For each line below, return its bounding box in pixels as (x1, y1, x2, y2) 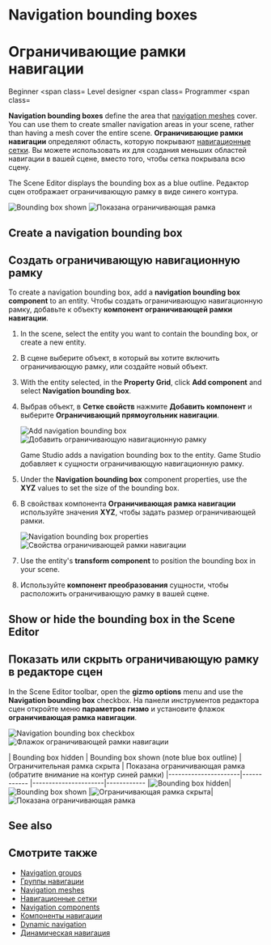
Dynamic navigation (19, 919, 87, 929)
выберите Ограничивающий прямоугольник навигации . (19, 410, 220, 420)
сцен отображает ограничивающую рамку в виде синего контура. (8, 187, 239, 197)
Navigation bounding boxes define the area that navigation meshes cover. (8, 111, 257, 121)
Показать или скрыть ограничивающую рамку (8, 653, 260, 667)
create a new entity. (19, 337, 87, 347)
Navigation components (19, 902, 100, 912)
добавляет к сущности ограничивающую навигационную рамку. (19, 459, 244, 468)
